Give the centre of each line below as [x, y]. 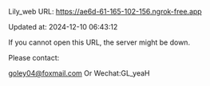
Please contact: [34, 58]
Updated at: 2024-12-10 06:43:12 [63, 27]
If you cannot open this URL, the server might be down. [99, 42]
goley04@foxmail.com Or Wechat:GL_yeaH [79, 73]
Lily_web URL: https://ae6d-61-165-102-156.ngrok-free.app [105, 12]
